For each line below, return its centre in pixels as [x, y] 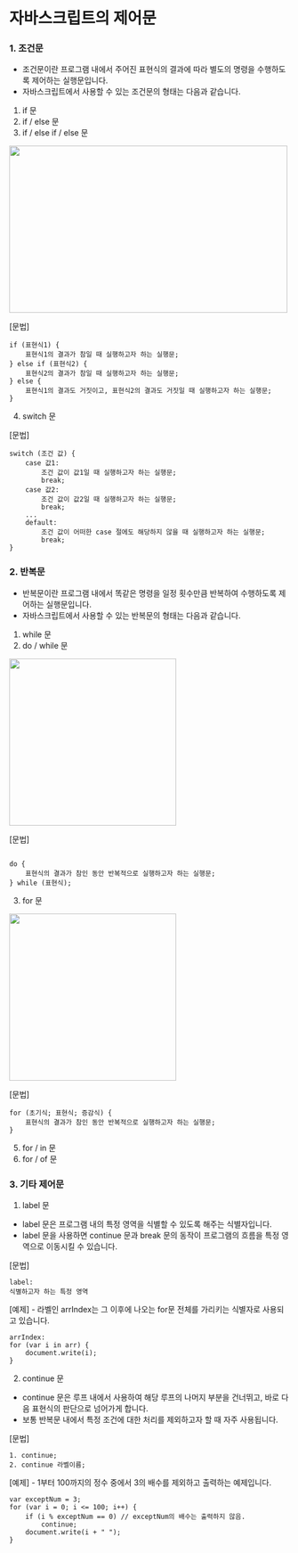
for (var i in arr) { [49, 1345]
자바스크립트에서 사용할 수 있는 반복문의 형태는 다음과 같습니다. [132, 615]
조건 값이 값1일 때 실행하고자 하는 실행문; [109, 473]
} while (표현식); [40, 883]
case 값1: [42, 463]
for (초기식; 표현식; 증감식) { [61, 1113]
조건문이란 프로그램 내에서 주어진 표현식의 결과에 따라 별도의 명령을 [138, 69]
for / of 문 [40, 1158]
